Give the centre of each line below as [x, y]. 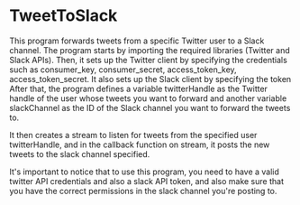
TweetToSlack [64, 16]
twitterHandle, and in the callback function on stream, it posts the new [140, 144]
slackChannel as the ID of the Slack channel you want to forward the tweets [150, 107]
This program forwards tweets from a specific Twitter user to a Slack [137, 41]
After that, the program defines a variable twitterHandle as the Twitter [139, 89]
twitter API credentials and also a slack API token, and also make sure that [146, 181]
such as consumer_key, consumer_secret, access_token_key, [123, 70]
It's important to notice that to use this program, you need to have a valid [144, 172]
